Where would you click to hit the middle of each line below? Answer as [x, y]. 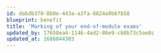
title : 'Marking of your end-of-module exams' [74, 26]
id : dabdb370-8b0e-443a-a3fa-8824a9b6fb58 [68, 13]
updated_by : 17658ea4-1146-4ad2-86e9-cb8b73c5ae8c [80, 33]
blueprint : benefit [34, 20]
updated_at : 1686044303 [41, 39]
